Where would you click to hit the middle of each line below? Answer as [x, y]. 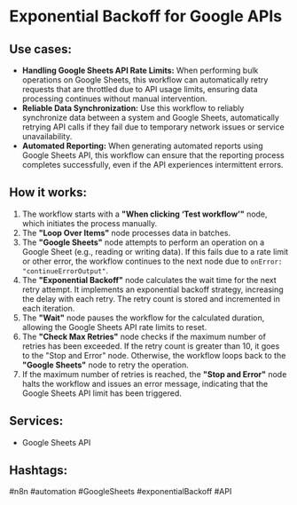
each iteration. [48, 308]
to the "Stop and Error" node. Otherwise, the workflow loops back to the [154, 355]
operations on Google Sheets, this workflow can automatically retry [145, 80]
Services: [36, 421]
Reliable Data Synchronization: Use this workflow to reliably [133, 108]
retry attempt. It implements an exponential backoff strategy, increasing [152, 289]
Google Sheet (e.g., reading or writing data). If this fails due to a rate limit [155, 251]
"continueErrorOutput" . [65, 270]
